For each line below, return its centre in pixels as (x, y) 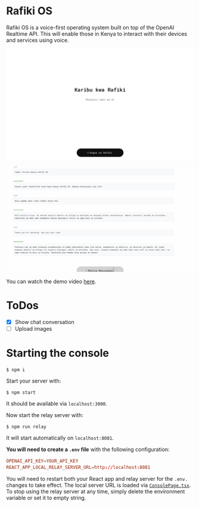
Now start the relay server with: (45, 415)
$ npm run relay (26, 427)
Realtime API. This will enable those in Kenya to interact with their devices (97, 33)
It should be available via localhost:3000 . (57, 404)
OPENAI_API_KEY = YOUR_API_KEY (42, 461)
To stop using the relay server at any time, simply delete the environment (96, 491)
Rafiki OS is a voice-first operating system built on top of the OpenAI (90, 27)
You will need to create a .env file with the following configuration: (88, 450)
